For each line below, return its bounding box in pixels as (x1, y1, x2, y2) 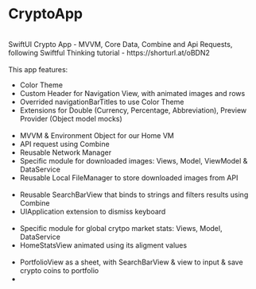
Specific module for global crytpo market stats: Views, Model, (19, 223, 223, 233)
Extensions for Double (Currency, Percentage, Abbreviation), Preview (19, 105, 247, 115)
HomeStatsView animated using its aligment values (19, 240, 188, 250)
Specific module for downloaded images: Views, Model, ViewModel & (19, 156, 248, 165)
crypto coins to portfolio (19, 265, 99, 275)
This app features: (8, 64, 68, 74)
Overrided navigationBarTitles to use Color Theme (19, 97, 184, 106)
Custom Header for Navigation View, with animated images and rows (19, 88, 246, 98)
